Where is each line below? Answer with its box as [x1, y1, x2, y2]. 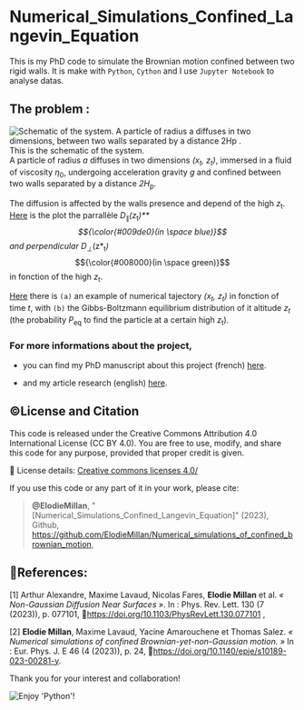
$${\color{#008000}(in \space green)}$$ [74, 256, 230, 267]
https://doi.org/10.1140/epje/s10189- [152, 645, 288, 656]
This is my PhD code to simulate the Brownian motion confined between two [9, 55, 295, 66]
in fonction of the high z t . [9, 271, 103, 284]
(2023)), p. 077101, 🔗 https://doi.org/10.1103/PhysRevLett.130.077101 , [9, 608, 266, 619]
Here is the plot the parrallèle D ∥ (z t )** [9, 209, 150, 223]
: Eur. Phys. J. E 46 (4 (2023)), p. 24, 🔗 [9, 645, 154, 656]
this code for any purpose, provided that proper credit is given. [9, 447, 245, 458]
